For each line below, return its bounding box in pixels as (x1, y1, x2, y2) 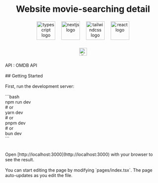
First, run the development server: (5, 83, 75, 89)
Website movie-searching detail (16, 3, 150, 15)
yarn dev (5, 110, 23, 115)
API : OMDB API (5, 62, 38, 68)
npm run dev (5, 99, 31, 105)
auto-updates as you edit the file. (5, 172, 73, 178)
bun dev (5, 130, 22, 136)
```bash (5, 94, 20, 100)
